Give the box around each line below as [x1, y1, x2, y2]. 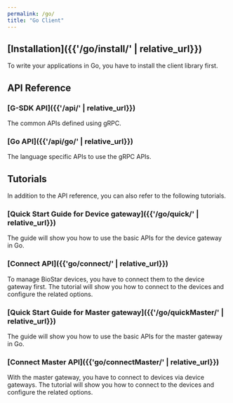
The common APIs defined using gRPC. [7, 119, 121, 127]
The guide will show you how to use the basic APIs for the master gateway [7, 332, 223, 340]
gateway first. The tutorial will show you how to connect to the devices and [7, 282, 225, 290]
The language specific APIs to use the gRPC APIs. [7, 153, 152, 161]
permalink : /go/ [7, 10, 55, 18]
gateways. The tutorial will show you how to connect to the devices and [7, 380, 215, 389]
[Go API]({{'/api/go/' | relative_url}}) [7, 136, 133, 146]
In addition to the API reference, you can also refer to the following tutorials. [7, 191, 227, 200]
